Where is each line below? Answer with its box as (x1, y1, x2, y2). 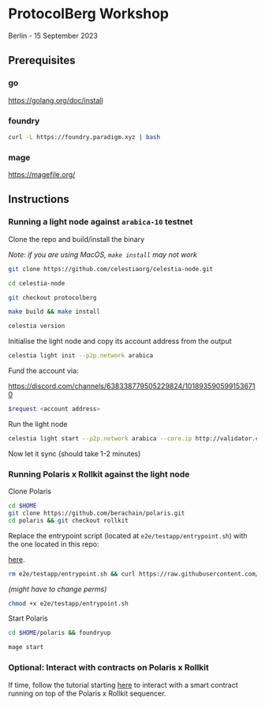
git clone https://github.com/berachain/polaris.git (8, 509, 185, 517)
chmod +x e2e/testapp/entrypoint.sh (8, 599, 129, 607)
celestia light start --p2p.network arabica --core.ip (8, 434, 192, 443)
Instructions (8, 193, 69, 206)
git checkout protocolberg (8, 293, 97, 301)
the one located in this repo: (8, 539, 99, 549)
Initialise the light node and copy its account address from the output (8, 337, 232, 346)
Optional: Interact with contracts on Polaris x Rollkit (8, 662, 209, 673)
